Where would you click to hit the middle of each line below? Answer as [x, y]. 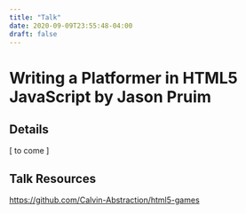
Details [29, 129]
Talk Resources [52, 178]
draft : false [33, 34]
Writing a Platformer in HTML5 [123, 78]
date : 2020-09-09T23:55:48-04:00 [71, 26]
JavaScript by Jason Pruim [110, 96]
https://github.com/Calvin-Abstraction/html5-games [104, 200]
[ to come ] [29, 151]
